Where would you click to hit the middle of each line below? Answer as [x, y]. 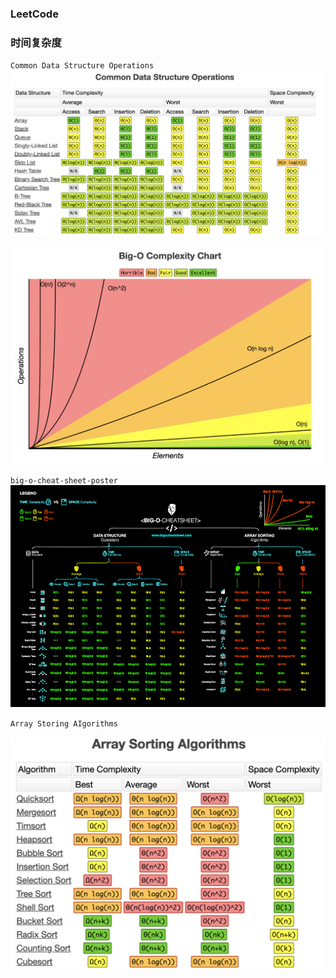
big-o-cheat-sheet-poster [64, 480]
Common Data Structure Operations [82, 66]
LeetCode [34, 14]
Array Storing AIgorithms [64, 723]
